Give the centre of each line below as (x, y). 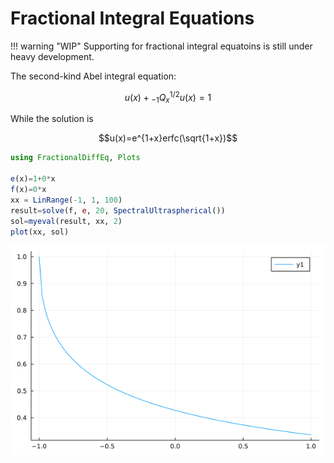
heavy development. (52, 56)
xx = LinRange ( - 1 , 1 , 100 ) (66, 200)
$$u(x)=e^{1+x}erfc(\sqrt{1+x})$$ (168, 138)
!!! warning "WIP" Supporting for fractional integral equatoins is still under (161, 46)
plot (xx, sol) (40, 232)
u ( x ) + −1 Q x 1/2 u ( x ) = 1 (168, 97)
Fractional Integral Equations (132, 18)
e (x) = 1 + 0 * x (33, 179)
